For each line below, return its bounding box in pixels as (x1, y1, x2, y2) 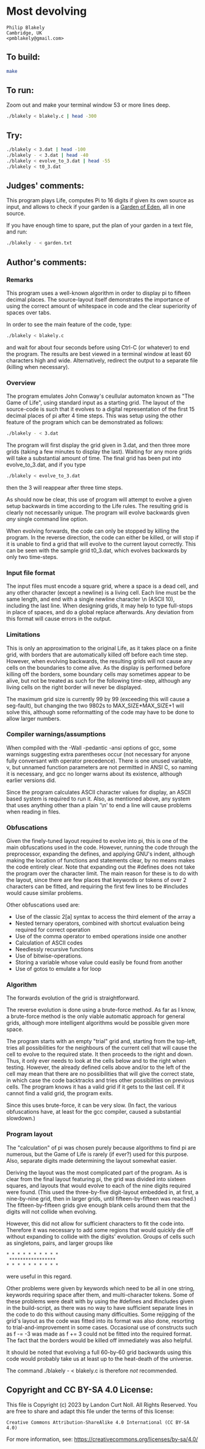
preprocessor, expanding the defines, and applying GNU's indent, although (6, 850, 195, 858)
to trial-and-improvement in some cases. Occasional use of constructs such (6, 1323, 198, 1331)
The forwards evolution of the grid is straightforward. (6, 994, 140, 1002)
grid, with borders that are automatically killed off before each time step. (6, 651, 188, 658)
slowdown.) (6, 1114, 35, 1122)
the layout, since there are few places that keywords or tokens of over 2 (6, 877, 187, 884)
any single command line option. (6, 515, 88, 522)
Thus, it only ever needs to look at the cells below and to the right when (6, 1057, 186, 1065)
